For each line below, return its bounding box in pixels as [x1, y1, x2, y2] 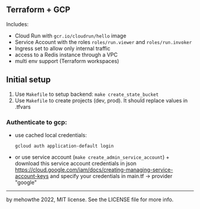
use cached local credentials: [14, 131, 87, 139]
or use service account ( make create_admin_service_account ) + [14, 153, 170, 160]
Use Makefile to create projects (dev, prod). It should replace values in [14, 96, 188, 104]
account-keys [14, 172, 49, 179]
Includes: [6, 20, 29, 27]
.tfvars [14, 103, 31, 110]
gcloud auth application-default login [14, 143, 114, 149]
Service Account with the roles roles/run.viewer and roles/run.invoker [14, 38, 192, 45]
